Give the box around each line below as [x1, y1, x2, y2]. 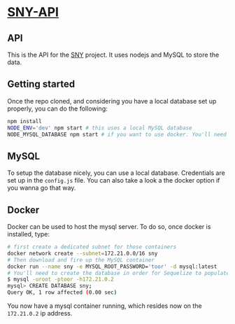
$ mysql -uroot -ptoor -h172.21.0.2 [7, 276, 114, 283]
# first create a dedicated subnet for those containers [7, 244, 177, 251]
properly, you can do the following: [7, 104, 108, 113]
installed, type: [7, 230, 50, 239]
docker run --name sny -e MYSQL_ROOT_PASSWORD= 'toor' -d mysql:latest [7, 263, 218, 270]
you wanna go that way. [7, 183, 76, 192]
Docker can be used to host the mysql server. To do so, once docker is [7, 223, 211, 231]
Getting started [7, 78, 76, 90]
